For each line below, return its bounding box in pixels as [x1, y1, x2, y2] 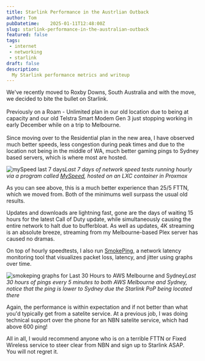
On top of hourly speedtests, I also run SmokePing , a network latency [6, 247, 182, 255]
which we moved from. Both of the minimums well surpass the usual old [6, 191, 188, 198]
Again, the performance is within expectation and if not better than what [6, 303, 188, 311]
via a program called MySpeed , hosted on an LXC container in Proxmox [6, 173, 188, 180]
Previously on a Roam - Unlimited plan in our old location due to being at [6, 108, 189, 115]
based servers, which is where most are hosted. [6, 154, 127, 161]
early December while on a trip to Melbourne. [6, 121, 121, 129]
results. [6, 197, 26, 204]
